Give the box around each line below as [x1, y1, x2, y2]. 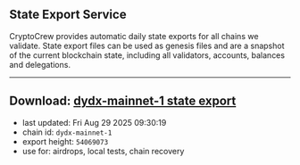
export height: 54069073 [21, 136, 109, 146]
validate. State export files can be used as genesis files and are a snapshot [9, 40, 285, 51]
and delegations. [9, 59, 71, 70]
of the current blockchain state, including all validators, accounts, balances [9, 49, 286, 61]
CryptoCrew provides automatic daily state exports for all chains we [9, 30, 259, 41]
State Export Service [9, 7, 127, 22]
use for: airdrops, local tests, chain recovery [21, 145, 185, 156]
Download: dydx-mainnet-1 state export [9, 94, 237, 109]
